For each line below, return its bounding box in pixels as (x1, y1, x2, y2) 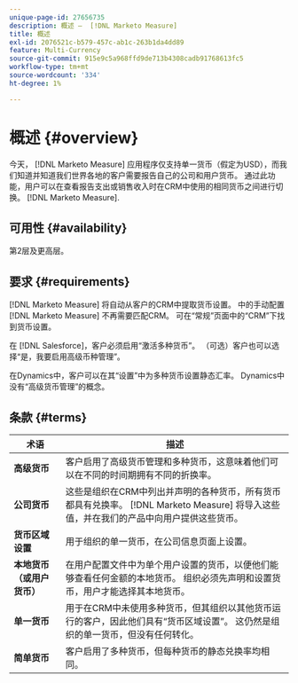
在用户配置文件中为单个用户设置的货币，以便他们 (65, 559, 271, 570)
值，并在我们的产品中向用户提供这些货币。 (65, 512, 244, 524)
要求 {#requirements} (9, 274, 130, 289)
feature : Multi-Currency (9, 46, 101, 55)
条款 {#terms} (9, 410, 87, 425)
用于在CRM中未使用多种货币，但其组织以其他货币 (65, 602, 272, 614)
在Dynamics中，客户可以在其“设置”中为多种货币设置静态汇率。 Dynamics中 (9, 370, 286, 381)
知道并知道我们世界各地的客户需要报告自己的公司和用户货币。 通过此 (16, 169, 268, 180)
